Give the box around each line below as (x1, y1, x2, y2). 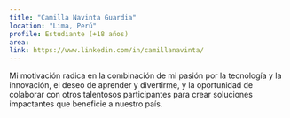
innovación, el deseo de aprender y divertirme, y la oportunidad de (9, 80, 254, 90)
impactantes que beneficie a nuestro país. (9, 98, 163, 109)
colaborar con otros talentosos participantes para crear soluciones (9, 90, 253, 100)
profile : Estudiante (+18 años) (9, 29, 129, 38)
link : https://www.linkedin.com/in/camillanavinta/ (9, 46, 204, 55)
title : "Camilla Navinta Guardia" (9, 12, 137, 22)
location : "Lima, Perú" (9, 21, 98, 30)
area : (9, 37, 29, 47)
